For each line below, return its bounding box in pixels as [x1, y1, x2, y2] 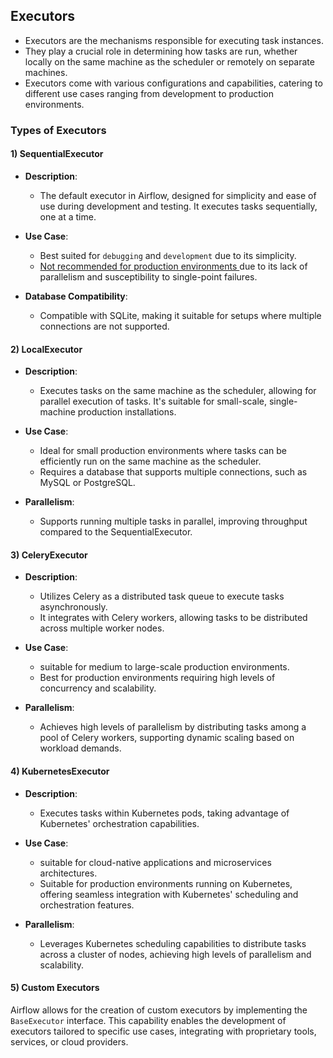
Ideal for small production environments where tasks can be [39, 445, 287, 457]
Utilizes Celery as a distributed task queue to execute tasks [39, 590, 285, 603]
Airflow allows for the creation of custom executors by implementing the [10, 1004, 308, 1016]
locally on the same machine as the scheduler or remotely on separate [24, 55, 315, 68]
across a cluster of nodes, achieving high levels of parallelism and [39, 948, 312, 960]
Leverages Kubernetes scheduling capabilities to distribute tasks [39, 937, 307, 949]
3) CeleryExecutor [10, 549, 88, 561]
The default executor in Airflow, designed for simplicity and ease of [39, 189, 317, 201]
